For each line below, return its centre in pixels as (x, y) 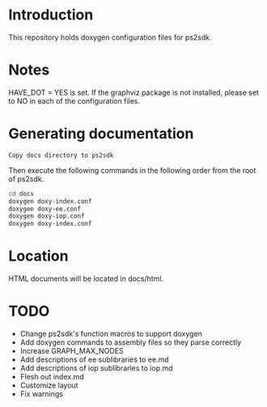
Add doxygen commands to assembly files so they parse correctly (131, 342)
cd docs (21, 193)
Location (38, 256)
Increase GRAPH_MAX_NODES (72, 351)
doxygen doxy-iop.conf (47, 216)
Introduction (51, 15)
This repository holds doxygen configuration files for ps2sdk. (110, 37)
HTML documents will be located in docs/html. (86, 279)
